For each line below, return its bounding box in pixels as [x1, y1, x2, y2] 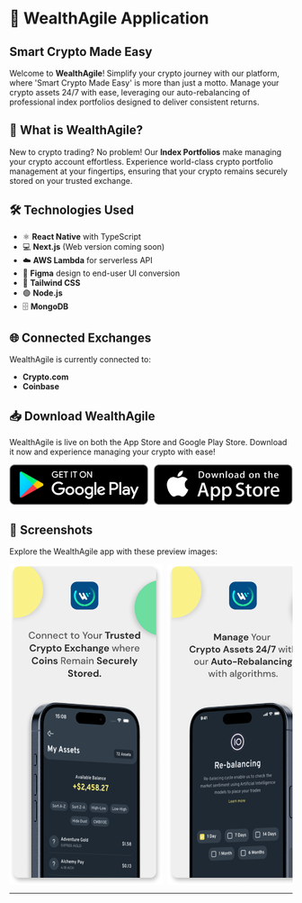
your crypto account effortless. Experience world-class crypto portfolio [9, 156, 274, 167]
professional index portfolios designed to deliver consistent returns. [9, 96, 260, 107]
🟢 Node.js [22, 287, 63, 298]
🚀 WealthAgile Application [9, 8, 209, 29]
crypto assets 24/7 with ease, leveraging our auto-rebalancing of [9, 87, 251, 97]
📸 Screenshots [9, 522, 93, 537]
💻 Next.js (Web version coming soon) [22, 241, 165, 251]
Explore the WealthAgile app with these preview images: [9, 546, 218, 557]
